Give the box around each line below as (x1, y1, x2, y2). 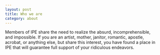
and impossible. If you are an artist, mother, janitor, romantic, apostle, (5, 34, 144, 40)
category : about (5, 16, 38, 21)
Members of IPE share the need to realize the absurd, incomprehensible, (5, 29, 151, 35)
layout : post (5, 7, 32, 12)
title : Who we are (5, 12, 42, 16)
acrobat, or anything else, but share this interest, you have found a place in (5, 40, 156, 45)
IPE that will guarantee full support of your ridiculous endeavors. (5, 44, 135, 51)
